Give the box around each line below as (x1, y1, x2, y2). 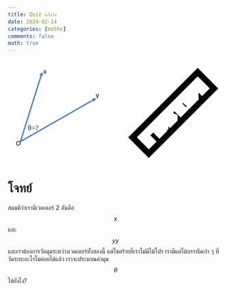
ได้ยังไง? (8, 276, 27, 285)
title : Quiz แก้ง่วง (8, 11, 57, 18)
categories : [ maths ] (8, 25, 67, 32)
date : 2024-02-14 (8, 18, 57, 25)
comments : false (8, 33, 54, 40)
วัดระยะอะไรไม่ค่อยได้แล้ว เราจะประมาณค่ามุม (8, 254, 109, 263)
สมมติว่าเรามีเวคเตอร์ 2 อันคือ (8, 203, 75, 211)
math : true (8, 40, 39, 47)
